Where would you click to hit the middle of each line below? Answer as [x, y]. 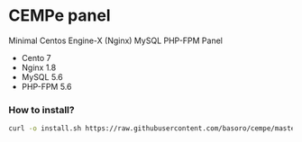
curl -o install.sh [45, 129]
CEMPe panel [59, 16]
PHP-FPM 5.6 [46, 86]
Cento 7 [36, 58]
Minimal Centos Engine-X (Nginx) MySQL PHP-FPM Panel [115, 40]
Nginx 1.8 [39, 67]
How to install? [41, 110]
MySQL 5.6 [42, 76]
